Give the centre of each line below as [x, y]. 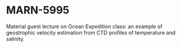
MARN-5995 [38, 10]
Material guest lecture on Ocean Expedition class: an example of [84, 26]
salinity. [15, 39]
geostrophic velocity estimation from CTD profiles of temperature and [91, 32]
